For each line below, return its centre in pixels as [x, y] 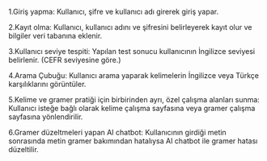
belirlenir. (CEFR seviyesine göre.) [65, 60]
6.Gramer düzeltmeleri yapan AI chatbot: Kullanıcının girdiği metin [117, 132]
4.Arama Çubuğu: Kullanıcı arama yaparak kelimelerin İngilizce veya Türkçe [133, 75]
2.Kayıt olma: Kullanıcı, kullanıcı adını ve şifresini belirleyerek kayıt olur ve [130, 27]
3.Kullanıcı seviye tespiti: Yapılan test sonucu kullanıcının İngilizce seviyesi [132, 51]
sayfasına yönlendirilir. [46, 117]
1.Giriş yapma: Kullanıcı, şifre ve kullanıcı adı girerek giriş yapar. [114, 12]
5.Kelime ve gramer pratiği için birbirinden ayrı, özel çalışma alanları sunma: [134, 99]
